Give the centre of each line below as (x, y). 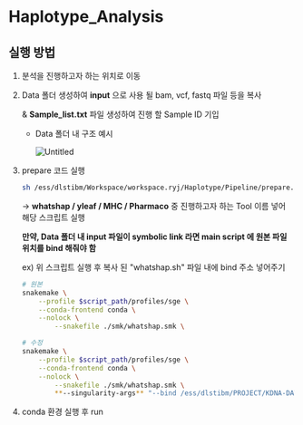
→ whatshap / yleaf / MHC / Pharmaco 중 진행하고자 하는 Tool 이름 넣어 (154, 206)
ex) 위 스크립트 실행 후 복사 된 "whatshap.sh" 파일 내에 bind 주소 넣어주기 (153, 267)
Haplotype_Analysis (86, 17)
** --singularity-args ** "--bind (116, 393)
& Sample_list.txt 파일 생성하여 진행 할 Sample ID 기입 (120, 114)
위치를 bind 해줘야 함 (59, 247)
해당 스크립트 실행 (53, 217)
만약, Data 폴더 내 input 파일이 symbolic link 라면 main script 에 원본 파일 (154, 237)
